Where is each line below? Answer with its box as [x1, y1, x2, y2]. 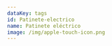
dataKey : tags [7, 9, 48, 17]
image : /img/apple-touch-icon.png [7, 28, 106, 36]
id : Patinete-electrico [7, 16, 75, 23]
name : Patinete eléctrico [7, 22, 81, 29]
